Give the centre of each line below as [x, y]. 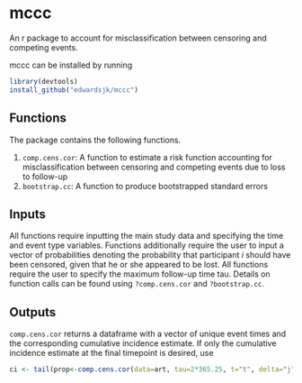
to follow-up [45, 176]
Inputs [28, 214]
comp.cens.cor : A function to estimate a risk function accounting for [147, 157]
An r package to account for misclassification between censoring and [138, 38]
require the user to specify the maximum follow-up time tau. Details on [140, 274]
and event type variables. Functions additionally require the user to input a [147, 245]
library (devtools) [44, 81]
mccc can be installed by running [71, 65]
